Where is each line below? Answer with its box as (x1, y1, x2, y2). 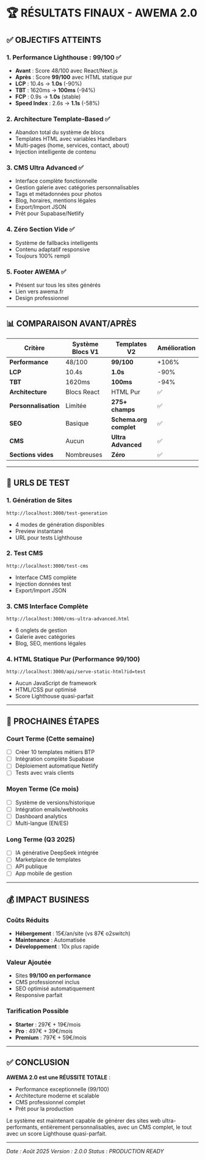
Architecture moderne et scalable (15, 1092, 99, 1099)
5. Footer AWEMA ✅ (6, 267, 67, 276)
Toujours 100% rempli (15, 252, 70, 259)
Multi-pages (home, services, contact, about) (15, 141, 129, 149)
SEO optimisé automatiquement (15, 985, 95, 992)
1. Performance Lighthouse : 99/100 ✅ (6, 53, 122, 61)
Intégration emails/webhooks (15, 805, 88, 813)
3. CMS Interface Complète (6, 602, 88, 611)
